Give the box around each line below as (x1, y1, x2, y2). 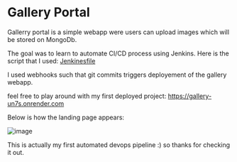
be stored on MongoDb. (7, 35, 77, 43)
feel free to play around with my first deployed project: (7, 92, 167, 100)
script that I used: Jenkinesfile (7, 56, 96, 65)
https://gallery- (167, 92, 212, 100)
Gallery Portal (7, 4, 90, 21)
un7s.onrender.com (7, 99, 65, 107)
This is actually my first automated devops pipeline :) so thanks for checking (7, 140, 231, 149)
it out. (7, 148, 25, 156)
